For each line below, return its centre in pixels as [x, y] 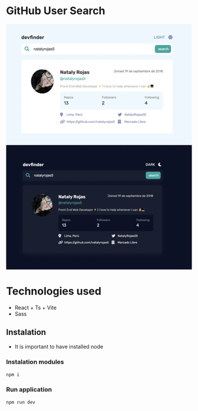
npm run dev [21, 402]
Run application [29, 389]
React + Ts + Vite [36, 307]
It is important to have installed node [59, 346]
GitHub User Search [56, 11]
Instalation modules [35, 362]
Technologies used [54, 291]
